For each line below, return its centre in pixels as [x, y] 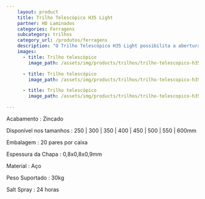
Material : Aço [24, 166]
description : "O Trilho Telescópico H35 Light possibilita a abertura [109, 46]
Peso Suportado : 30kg [35, 178]
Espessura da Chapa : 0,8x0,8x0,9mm [54, 154]
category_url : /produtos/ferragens [63, 40]
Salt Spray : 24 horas [33, 190]
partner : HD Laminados [46, 23]
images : [27, 52]
